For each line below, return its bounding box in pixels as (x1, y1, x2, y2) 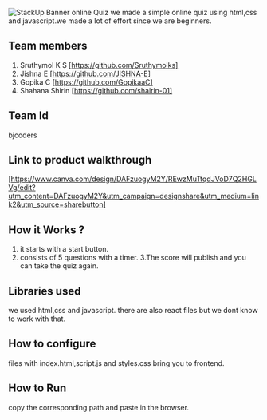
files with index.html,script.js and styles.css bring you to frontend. (8, 358, 225, 367)
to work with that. (8, 314, 66, 323)
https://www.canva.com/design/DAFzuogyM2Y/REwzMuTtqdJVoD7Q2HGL (10, 174, 257, 184)
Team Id (8, 109, 49, 123)
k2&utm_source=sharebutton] (8, 200, 106, 209)
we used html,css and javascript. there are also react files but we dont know (8, 306, 258, 315)
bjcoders (8, 130, 37, 140)
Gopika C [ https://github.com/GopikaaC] (19, 77, 153, 87)
